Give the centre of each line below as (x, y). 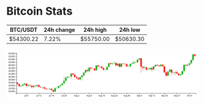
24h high (95, 30)
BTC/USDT (24, 30)
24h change (60, 30)
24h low (130, 30)
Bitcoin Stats (40, 11)
